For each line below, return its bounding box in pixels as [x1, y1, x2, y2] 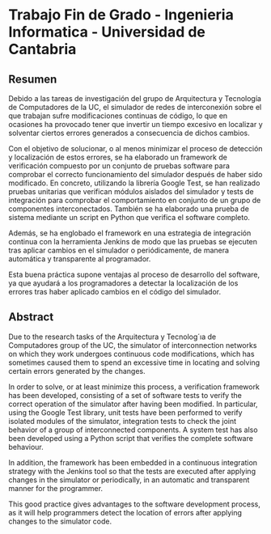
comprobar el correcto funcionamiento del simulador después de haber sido [8, 170, 263, 179]
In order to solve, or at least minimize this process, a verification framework [8, 382, 260, 392]
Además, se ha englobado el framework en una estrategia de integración [8, 228, 252, 238]
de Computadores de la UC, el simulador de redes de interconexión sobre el [8, 103, 262, 112]
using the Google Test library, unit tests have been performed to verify [8, 407, 243, 417]
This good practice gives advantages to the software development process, [8, 499, 260, 509]
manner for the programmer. [8, 483, 104, 493]
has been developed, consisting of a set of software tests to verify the [8, 390, 243, 400]
